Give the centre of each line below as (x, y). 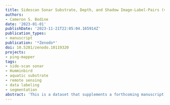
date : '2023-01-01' (26, 24)
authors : (14, 15)
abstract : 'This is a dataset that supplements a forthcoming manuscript (85, 94)
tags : (11, 62)
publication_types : (26, 33)
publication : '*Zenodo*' (31, 43)
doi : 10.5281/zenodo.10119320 (37, 47)
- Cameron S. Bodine (27, 19)
